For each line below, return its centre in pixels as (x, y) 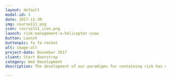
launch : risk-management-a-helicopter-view (52, 33)
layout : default (22, 10)
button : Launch (21, 38)
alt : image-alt (21, 48)
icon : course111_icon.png (33, 29)
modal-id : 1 (18, 15)
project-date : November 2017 (36, 52)
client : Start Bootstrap (32, 57)
